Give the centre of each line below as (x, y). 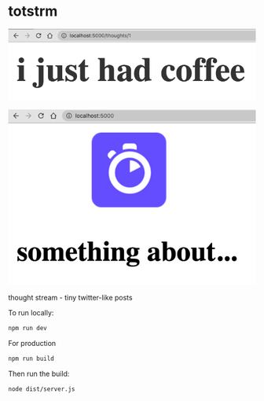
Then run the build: (39, 374)
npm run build (31, 359)
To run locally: (31, 313)
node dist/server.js (42, 389)
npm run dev (27, 329)
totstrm (33, 11)
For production (32, 344)
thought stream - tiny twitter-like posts (70, 298)
